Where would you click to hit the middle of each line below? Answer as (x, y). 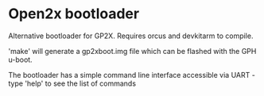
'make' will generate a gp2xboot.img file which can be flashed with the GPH (132, 51)
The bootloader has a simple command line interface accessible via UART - (132, 75)
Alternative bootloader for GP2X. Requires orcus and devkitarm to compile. (131, 36)
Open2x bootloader (74, 14)
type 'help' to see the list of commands (72, 83)
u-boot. (21, 60)
